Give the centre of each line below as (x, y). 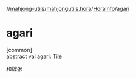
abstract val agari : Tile (34, 56)
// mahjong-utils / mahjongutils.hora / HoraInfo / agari (68, 9)
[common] (19, 50)
